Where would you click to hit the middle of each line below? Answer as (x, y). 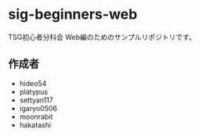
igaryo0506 (38, 108)
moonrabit (36, 116)
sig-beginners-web (73, 14)
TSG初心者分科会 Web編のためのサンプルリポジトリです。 (102, 37)
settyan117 (36, 100)
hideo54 (33, 83)
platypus (34, 91)
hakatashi (35, 125)
